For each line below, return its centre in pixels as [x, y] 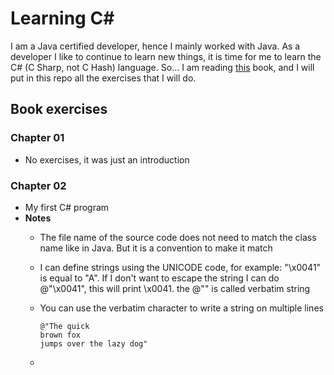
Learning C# [62, 18]
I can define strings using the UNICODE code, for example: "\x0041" [180, 267]
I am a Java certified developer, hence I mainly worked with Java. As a [155, 46]
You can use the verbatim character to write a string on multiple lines [181, 308]
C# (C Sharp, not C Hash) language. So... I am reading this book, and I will [162, 67]
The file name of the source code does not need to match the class [178, 237]
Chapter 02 [38, 185]
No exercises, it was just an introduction [107, 159]
